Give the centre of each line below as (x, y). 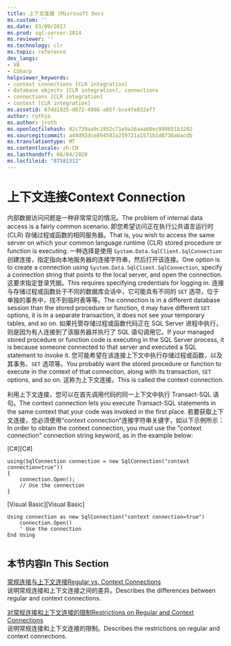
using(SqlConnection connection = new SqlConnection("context (98, 461)
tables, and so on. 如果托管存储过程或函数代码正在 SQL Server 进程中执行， (115, 323)
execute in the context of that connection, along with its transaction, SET (109, 371)
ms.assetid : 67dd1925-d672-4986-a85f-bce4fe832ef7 (81, 110)
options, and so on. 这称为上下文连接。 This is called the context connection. (115, 379)
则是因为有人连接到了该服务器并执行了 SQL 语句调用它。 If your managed (111, 332)
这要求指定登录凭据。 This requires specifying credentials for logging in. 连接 (115, 283)
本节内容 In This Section (58, 564)
